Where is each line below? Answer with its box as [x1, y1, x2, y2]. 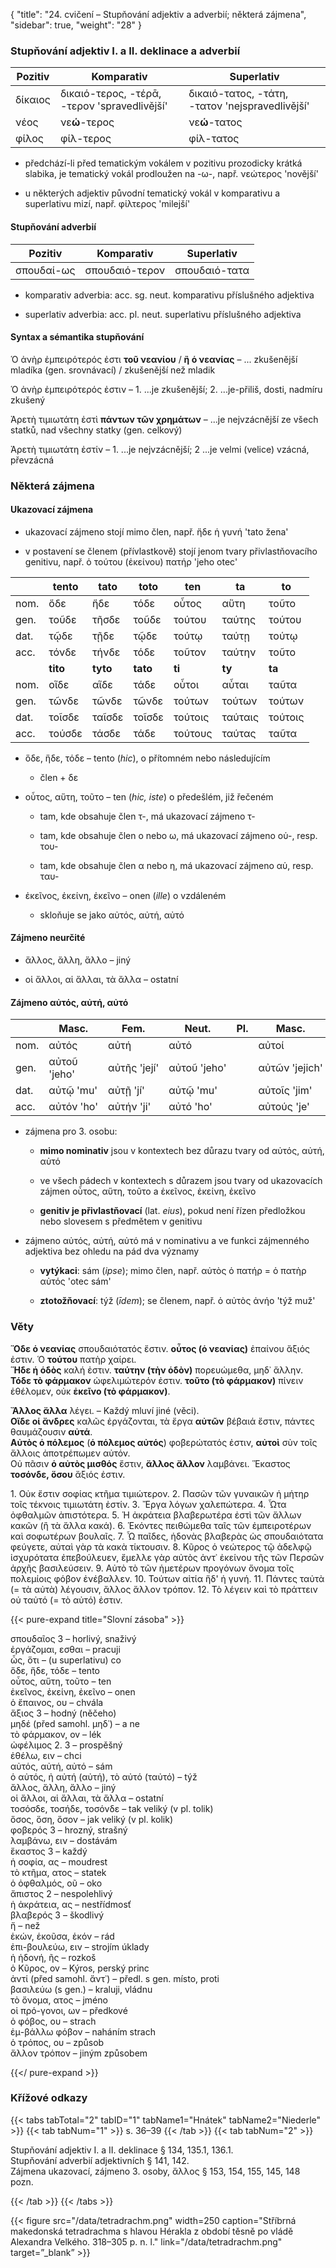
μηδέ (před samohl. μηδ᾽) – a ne [10, 1717, 140, 1729]
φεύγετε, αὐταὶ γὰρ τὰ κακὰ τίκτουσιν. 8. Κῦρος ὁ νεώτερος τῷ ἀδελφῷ [10, 1540, 312, 1553]
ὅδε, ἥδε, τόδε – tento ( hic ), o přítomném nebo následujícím [24, 752, 271, 764]
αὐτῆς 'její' [108, 1061, 160, 1075]
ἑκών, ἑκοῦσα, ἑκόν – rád [10, 1930, 115, 1942]
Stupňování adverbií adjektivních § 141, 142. [10, 2154, 190, 2166]
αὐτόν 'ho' [48, 1100, 99, 1114]
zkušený [10, 394, 46, 406]
